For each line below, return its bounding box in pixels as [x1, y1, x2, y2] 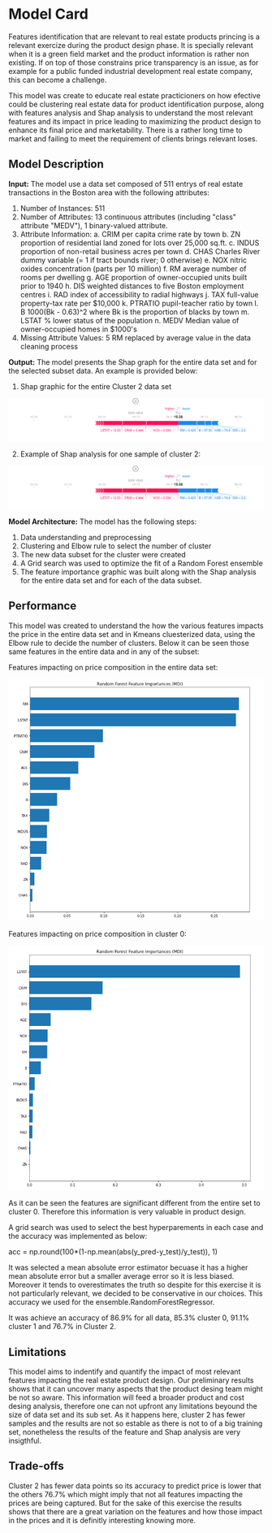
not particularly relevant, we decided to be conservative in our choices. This [8, 1288, 263, 1298]
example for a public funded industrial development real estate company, [8, 66, 253, 76]
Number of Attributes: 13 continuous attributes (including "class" [19, 212, 237, 222]
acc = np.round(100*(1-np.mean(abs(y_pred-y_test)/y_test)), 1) [8, 1247, 218, 1257]
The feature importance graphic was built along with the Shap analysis [19, 567, 257, 577]
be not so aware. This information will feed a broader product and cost [8, 1392, 245, 1402]
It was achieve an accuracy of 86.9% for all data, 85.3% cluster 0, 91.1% [8, 1313, 250, 1323]
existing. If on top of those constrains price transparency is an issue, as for [8, 58, 259, 67]
